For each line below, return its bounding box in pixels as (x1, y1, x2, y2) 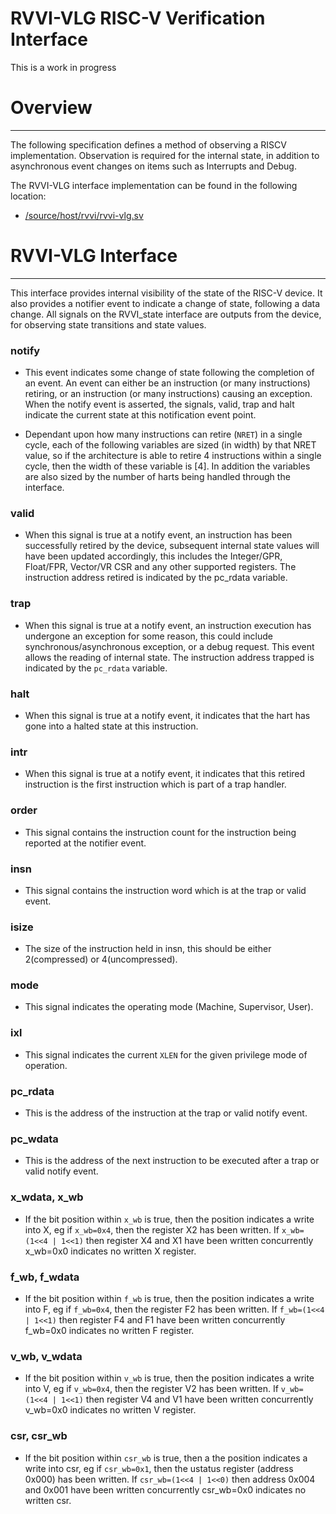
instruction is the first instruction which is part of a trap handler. (24, 778, 287, 791)
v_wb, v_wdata (10, 1349, 83, 1363)
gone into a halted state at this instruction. (24, 720, 199, 732)
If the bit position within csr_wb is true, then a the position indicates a (24, 1452, 308, 1464)
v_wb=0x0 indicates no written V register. (24, 1404, 197, 1416)
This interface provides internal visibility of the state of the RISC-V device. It (10, 287, 323, 299)
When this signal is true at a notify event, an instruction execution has (24, 619, 312, 631)
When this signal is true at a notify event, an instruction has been (24, 529, 293, 541)
